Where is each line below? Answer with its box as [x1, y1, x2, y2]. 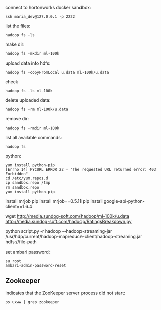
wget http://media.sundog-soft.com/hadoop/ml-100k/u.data [5, 213, 130, 219]
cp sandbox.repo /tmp [5, 180, 51, 185]
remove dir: [5, 116, 29, 121]
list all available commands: [5, 135, 62, 140]
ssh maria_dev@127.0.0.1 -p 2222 [5, 14, 75, 19]
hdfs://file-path [5, 239, 37, 245]
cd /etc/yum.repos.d [5, 176, 49, 181]
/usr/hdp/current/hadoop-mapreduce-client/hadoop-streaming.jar [5, 234, 142, 239]
